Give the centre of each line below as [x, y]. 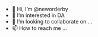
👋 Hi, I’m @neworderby [40, 9]
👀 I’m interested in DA [38, 15]
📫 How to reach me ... [39, 28]
